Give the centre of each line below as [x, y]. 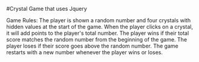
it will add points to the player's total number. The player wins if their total [98, 33]
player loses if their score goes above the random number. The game [92, 46]
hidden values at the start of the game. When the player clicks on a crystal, [100, 27]
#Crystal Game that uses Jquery [47, 9]
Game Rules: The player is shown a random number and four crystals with [99, 20]
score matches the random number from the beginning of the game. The [97, 39]
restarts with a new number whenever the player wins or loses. [85, 52]
